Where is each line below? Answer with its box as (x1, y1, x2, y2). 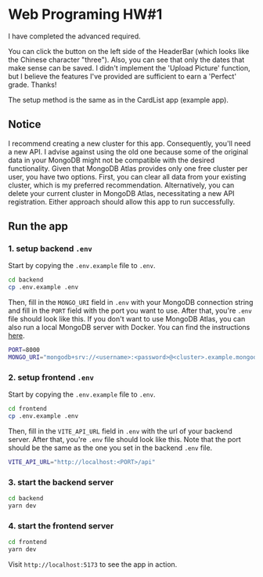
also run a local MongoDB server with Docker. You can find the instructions (8, 323, 250, 332)
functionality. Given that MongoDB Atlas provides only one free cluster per (8, 163, 248, 173)
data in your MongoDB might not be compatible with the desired (8, 155, 215, 165)
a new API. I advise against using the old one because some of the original (8, 147, 249, 156)
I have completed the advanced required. (8, 31, 141, 41)
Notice (8, 118, 41, 131)
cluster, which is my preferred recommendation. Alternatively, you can (8, 180, 235, 190)
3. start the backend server (8, 477, 114, 488)
